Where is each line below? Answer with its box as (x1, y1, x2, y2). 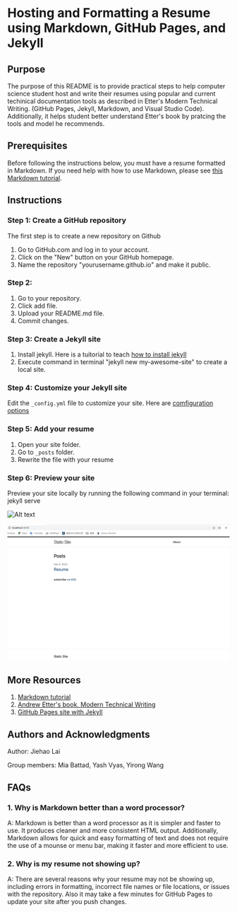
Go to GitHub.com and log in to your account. (17, 245, 150, 254)
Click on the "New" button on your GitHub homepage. (17, 252, 174, 261)
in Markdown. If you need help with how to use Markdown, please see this (7, 166, 224, 175)
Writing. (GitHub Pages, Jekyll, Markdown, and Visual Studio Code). (7, 105, 205, 112)
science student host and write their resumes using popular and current (7, 90, 216, 98)
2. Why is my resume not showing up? (7, 859, 141, 868)
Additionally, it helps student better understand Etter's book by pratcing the (7, 112, 226, 120)
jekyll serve (7, 496, 41, 505)
